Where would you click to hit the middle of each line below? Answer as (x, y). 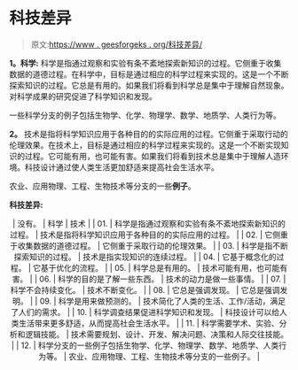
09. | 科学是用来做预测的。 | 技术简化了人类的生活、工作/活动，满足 (163, 301)
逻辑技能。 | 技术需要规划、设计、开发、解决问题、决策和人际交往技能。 (157, 334)
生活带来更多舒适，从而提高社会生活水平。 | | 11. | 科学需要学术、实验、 (149, 323)
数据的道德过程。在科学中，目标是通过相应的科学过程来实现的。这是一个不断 (149, 74)
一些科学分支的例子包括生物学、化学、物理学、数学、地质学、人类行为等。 (145, 115)
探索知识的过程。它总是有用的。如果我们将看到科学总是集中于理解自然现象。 (149, 85)
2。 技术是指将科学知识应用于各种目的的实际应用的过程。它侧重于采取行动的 (149, 134)
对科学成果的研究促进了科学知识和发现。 (83, 96)
